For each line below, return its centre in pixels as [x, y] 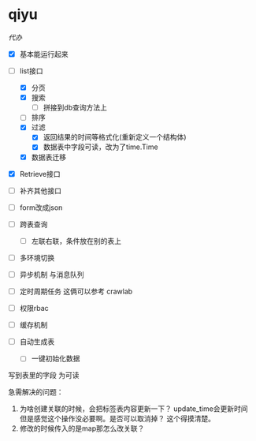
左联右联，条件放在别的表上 [76, 241]
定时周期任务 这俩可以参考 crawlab [76, 291]
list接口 [31, 71]
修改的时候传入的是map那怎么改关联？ [82, 428]
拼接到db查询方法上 [75, 107]
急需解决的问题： [36, 392]
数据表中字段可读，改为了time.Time [101, 147]
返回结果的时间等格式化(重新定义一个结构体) [115, 137]
